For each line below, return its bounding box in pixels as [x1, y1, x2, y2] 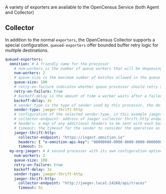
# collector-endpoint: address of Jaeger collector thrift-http [14, 116, 149, 121]
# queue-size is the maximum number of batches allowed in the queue [14, 75, 161, 80]
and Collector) [5, 9, 35, 15]
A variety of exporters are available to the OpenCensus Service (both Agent [5, 4, 159, 10]
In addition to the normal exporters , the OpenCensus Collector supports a [5, 37, 155, 42]
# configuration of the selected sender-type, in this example [14, 112, 147, 117]
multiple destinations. [5, 47, 49, 53]
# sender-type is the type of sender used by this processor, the [14, 103, 154, 108]
